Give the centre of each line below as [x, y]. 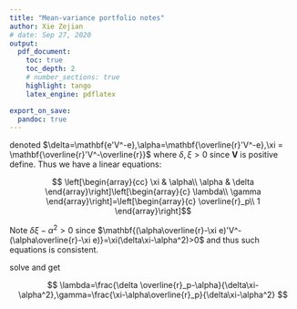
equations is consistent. [54, 249]
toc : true [45, 60]
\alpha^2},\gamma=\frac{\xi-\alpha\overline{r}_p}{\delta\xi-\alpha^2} [147, 294]
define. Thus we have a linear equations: [86, 164]
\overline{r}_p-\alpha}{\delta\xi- [200, 284]
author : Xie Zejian [46, 26]
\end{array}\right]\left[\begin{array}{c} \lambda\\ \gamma [153, 191]
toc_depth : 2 [51, 69]
